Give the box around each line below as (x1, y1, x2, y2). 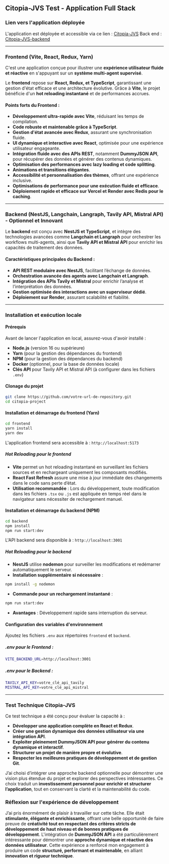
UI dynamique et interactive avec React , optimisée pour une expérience (12, 140, 163, 146)
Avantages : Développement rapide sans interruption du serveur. (12, 610, 148, 616)
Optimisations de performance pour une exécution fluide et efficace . (12, 183, 159, 189)
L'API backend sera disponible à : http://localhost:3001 (5, 537, 122, 543)
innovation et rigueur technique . (5, 853, 74, 859)
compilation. (12, 118, 39, 125)
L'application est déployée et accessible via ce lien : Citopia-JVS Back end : (5, 30, 162, 37)
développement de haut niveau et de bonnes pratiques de (5, 826, 128, 832)
